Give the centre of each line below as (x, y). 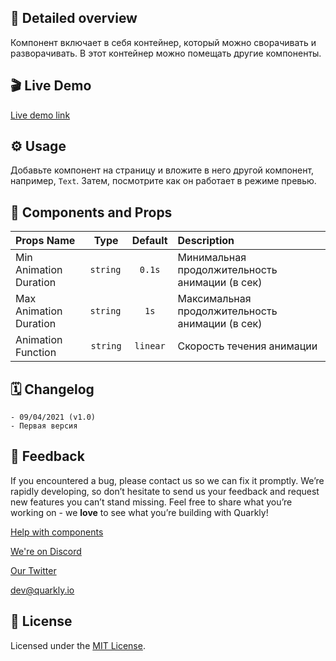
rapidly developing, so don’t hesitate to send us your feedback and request (165, 491)
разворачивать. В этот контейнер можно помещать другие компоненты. (166, 53)
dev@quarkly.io (42, 590)
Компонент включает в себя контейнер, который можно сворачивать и (163, 42)
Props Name (45, 241)
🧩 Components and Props (91, 212)
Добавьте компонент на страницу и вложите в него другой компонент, (162, 170)
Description (206, 241)
